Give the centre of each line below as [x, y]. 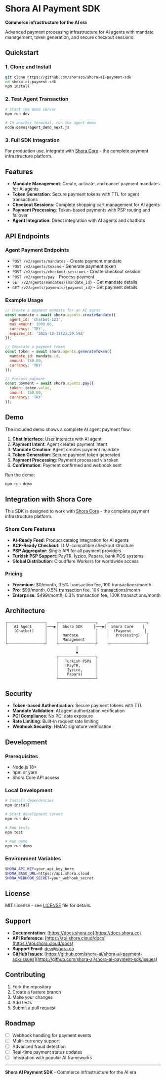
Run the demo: [20, 475]
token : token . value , [31, 388]
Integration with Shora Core [49, 499]
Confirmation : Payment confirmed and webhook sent [67, 465]
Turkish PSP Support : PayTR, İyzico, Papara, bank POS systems [78, 556]
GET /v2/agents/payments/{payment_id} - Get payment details [75, 287]
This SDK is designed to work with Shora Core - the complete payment [77, 511]
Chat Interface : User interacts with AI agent [57, 439]
